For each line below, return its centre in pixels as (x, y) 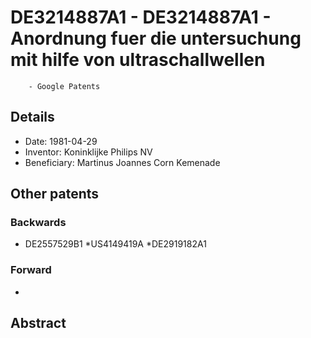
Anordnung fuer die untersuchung (156, 38)
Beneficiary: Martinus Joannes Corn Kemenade (122, 162)
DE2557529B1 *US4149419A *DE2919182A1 (115, 244)
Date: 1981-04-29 (61, 141)
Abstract (38, 323)
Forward (31, 270)
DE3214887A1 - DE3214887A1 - (141, 17)
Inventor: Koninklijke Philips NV (88, 152)
